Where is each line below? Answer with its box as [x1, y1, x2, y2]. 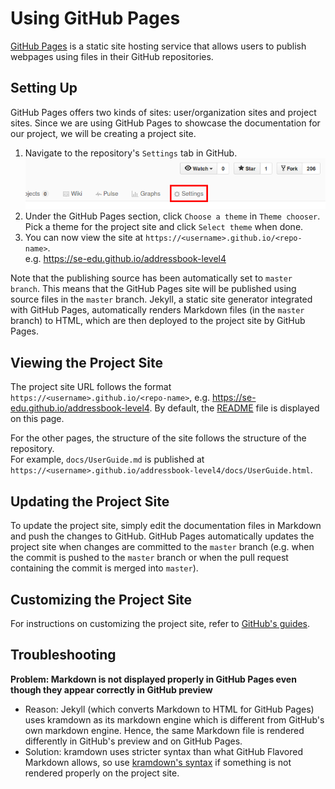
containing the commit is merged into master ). [10, 562, 199, 574]
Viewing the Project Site [10, 354, 163, 371]
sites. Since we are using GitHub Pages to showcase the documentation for [10, 117, 321, 129]
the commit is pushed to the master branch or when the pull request [10, 552, 289, 564]
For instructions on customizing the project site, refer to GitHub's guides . [10, 617, 311, 629]
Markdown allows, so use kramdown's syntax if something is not [24, 756, 292, 768]
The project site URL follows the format [10, 381, 172, 393]
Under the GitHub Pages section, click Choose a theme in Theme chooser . [24, 210, 321, 222]
